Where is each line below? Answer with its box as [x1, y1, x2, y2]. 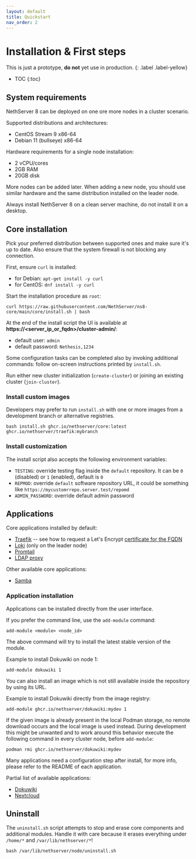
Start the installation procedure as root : [6, 292, 101, 299]
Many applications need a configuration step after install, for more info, [6, 756, 177, 763]
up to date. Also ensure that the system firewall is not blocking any [6, 246, 167, 253]
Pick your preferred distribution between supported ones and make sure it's [6, 240, 189, 247]
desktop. [6, 207, 27, 214]
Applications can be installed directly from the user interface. [6, 605, 154, 612]
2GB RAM [14, 166, 39, 173]
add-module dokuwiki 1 [6, 667, 61, 673]
